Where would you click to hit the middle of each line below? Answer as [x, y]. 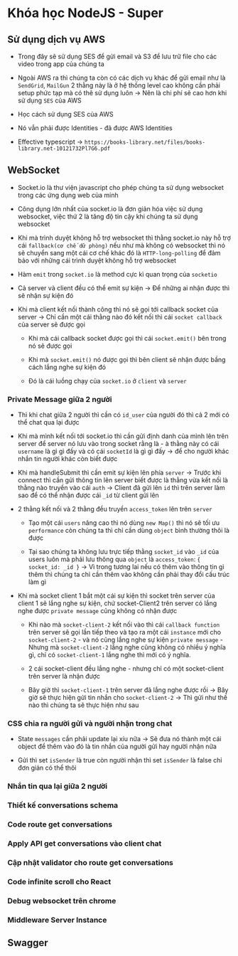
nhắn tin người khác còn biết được [67, 459]
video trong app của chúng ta [61, 64]
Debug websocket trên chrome [62, 901]
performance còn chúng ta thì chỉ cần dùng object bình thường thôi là [129, 531]
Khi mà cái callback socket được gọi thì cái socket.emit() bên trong [127, 338]
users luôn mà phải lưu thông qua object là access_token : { [114, 559]
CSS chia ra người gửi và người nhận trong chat [90, 723]
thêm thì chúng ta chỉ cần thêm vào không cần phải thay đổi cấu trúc [129, 575]
